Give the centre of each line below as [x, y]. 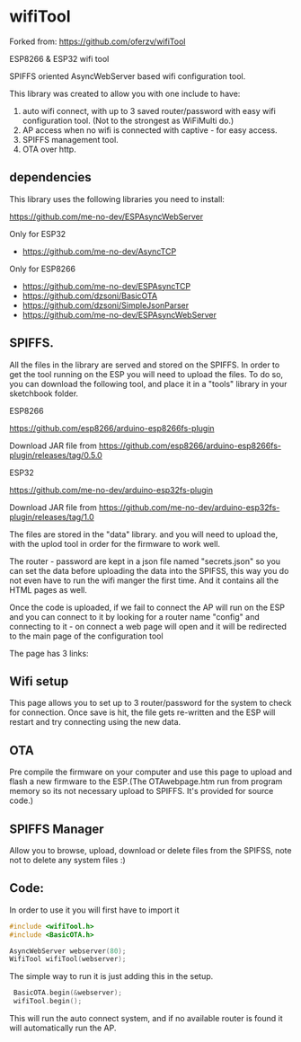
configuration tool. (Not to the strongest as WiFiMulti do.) [128, 120]
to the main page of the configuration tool [86, 636]
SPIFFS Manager [57, 829]
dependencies [50, 177]
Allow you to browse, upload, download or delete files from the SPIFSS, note [150, 850]
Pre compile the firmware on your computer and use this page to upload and [151, 772]
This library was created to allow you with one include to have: [125, 93]
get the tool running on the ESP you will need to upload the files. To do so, [146, 374]
